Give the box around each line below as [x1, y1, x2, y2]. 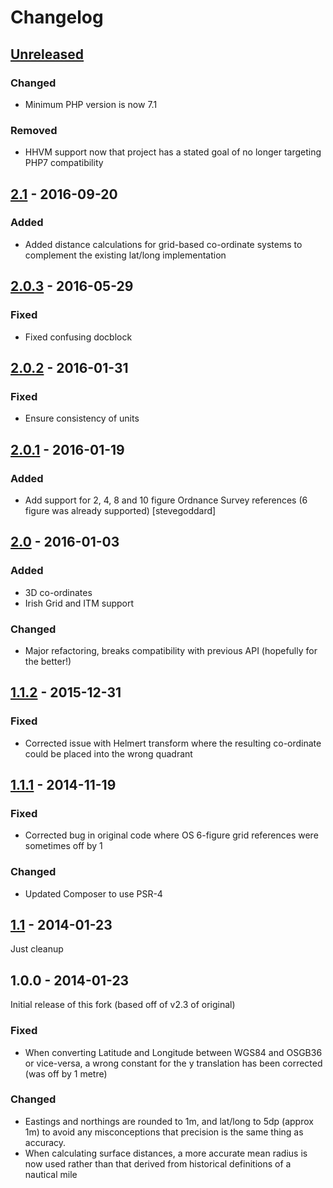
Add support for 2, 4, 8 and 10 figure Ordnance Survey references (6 [24, 494, 308, 506]
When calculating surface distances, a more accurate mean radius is [24, 1147, 308, 1159]
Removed [10, 123, 58, 137]
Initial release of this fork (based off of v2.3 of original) [10, 999, 236, 1011]
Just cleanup [10, 943, 64, 955]
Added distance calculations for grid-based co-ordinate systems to [24, 238, 303, 250]
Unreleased [10, 46, 85, 63]
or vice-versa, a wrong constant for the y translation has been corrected [24, 1057, 323, 1069]
